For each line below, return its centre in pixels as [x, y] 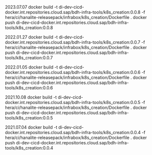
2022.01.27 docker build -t [31, 37]
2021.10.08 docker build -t [31, 97]
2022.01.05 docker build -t [31, 67]
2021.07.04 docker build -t [31, 127]
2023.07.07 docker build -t [31, 7]
